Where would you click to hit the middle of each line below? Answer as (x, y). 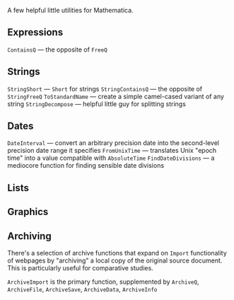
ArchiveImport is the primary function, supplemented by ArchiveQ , (103, 282)
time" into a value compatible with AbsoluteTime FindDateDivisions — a (111, 158)
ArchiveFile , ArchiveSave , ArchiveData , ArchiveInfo (82, 289)
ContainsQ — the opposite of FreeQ (57, 50)
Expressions (35, 32)
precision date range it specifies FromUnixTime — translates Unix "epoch (112, 151)
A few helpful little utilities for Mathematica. (70, 10)
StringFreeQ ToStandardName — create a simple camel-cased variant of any (116, 96)
